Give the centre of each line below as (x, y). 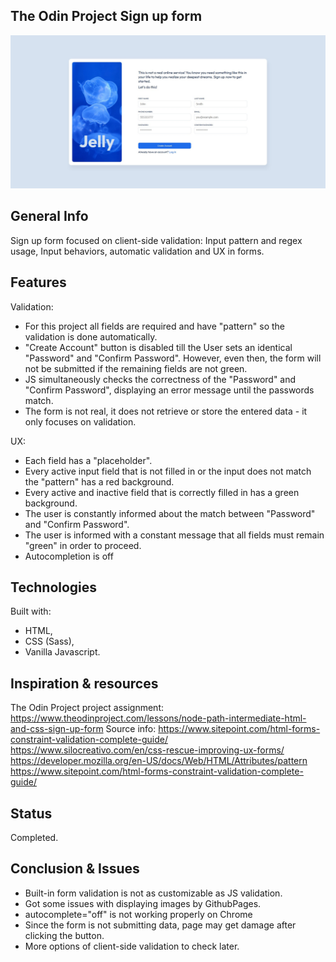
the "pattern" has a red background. (99, 481)
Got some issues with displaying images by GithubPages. (143, 903)
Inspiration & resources (84, 683)
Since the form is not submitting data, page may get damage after (160, 925)
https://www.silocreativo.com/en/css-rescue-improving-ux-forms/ (147, 750)
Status (31, 813)
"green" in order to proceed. (83, 545)
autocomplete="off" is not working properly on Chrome (138, 914)
